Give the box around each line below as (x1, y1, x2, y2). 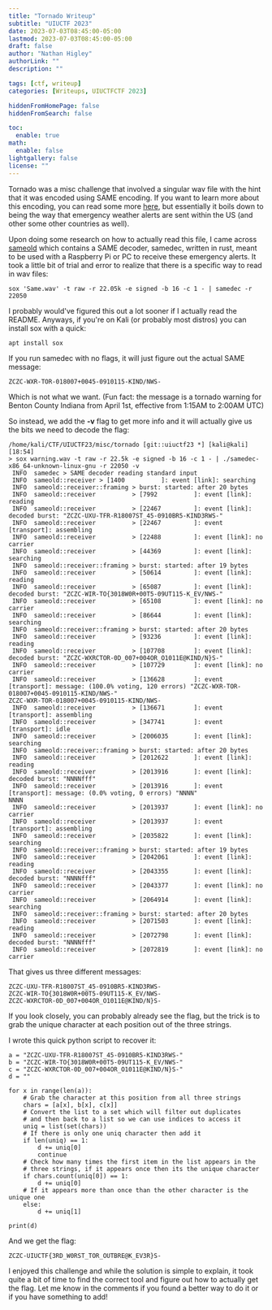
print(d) (8, 1221, 38, 1230)
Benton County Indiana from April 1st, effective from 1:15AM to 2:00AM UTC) (8, 400, 265, 410)
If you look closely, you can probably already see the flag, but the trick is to (8, 1011, 261, 1021)
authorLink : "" (8, 58, 60, 66)
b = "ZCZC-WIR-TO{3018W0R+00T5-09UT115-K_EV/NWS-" (8, 1058, 183, 1066)
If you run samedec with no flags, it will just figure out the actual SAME (8, 353, 245, 362)
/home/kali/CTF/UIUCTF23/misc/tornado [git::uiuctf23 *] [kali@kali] (8, 440, 249, 449)
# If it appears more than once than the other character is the (23, 1186, 249, 1195)
